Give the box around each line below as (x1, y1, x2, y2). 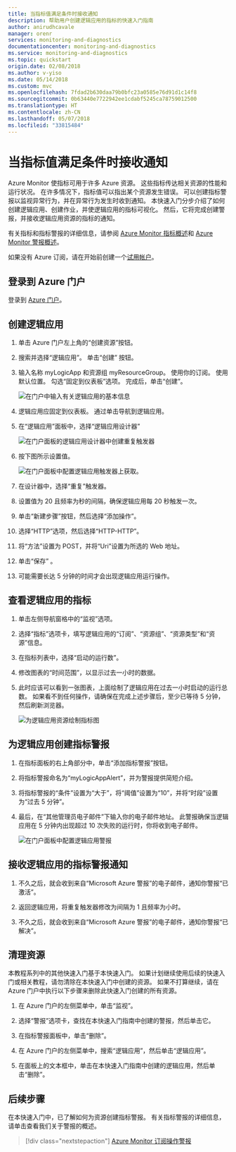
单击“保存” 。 (18, 557, 57, 565)
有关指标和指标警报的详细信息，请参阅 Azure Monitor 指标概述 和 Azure (8, 229, 214, 238)
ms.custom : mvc (8, 82, 53, 90)
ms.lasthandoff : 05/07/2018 (8, 115, 91, 122)
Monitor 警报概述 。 (8, 238, 63, 247)
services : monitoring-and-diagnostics (8, 37, 122, 44)
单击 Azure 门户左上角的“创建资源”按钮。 (18, 338, 137, 347)
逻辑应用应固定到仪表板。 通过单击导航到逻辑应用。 (18, 407, 168, 416)
